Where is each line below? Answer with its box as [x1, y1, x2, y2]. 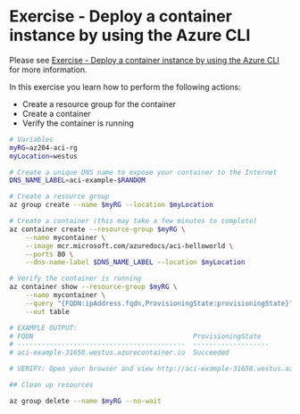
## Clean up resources [9, 381, 94, 390]
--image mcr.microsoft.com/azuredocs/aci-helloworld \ [25, 241, 234, 251]
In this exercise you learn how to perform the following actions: [9, 81, 241, 92]
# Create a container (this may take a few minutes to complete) [9, 217, 257, 226]
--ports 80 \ [25, 250, 74, 259]
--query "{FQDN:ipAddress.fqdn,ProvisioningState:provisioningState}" [25, 299, 294, 308]
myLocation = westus [9, 152, 78, 161]
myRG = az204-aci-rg [9, 143, 78, 153]
